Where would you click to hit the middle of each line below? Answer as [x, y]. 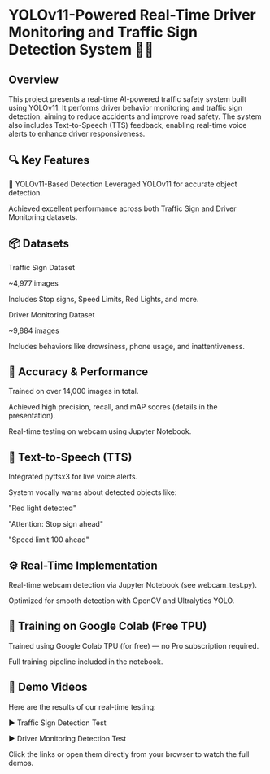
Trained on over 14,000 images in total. [74, 391]
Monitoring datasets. [43, 216]
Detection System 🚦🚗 [81, 50]
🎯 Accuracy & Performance [78, 372]
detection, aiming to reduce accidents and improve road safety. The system [135, 116]
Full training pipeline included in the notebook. [86, 662]
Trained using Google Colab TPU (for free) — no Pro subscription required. [134, 645]
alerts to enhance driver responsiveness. [77, 133]
